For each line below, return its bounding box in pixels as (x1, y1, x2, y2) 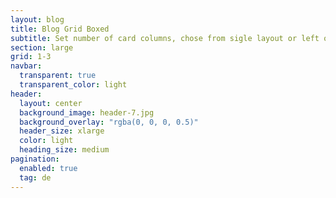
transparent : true (19, 71, 97, 81)
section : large (10, 42, 74, 53)
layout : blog (10, 14, 65, 25)
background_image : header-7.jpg (19, 107, 155, 118)
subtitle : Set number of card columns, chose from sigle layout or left (10, 33, 320, 43)
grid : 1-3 (10, 52, 52, 62)
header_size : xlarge (19, 126, 105, 136)
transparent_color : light (19, 80, 128, 90)
